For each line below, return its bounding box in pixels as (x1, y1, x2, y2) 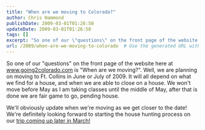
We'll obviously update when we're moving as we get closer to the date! (6, 104, 187, 111)
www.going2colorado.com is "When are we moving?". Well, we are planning (6, 66, 197, 73)
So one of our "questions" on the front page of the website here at (6, 59, 173, 67)
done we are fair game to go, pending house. (6, 92, 120, 99)
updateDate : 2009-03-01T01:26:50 (6, 26, 92, 32)
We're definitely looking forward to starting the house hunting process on (6, 110, 191, 118)
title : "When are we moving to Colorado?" (6, 9, 116, 15)
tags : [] (6, 32, 29, 38)
